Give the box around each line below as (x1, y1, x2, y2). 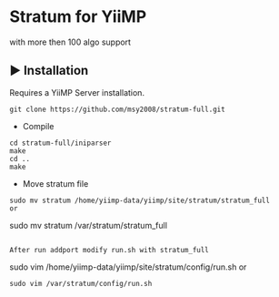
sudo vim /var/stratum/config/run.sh (9, 279, 153, 288)
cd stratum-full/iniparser (9, 138, 112, 148)
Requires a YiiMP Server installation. (9, 87, 145, 97)
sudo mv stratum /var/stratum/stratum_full (9, 220, 168, 230)
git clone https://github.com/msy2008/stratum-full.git (9, 105, 225, 114)
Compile (22, 120, 55, 131)
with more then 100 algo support (9, 36, 132, 47)
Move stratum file (22, 178, 89, 189)
